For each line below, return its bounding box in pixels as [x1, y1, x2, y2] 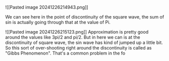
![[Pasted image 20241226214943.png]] [5, 4, 88, 10]
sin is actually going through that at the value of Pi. [5, 19, 111, 25]
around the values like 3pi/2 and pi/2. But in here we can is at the [5, 34, 140, 40]
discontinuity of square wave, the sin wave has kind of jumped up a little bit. [5, 39, 163, 45]
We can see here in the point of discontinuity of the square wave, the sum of [5, 14, 164, 19]
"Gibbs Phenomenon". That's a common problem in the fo [5, 50, 126, 56]
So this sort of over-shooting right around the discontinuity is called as [5, 45, 152, 50]
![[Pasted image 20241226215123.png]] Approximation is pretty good [5, 29, 149, 34]
